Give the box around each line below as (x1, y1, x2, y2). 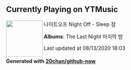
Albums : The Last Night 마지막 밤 (43, 33, 123, 40)
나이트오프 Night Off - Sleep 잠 (43, 20, 116, 28)
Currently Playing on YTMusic (6, 5, 118, 14)
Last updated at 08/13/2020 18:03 (43, 45, 126, 51)
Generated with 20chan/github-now (6, 58, 96, 65)
